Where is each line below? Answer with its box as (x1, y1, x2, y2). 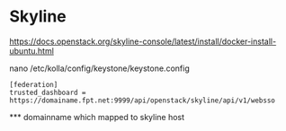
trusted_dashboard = (9, 88, 87, 97)
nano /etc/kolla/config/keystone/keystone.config (9, 63, 191, 74)
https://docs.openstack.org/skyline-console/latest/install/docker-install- (9, 36, 277, 47)
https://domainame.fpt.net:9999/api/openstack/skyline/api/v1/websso (9, 96, 276, 105)
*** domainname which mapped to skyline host (9, 111, 185, 122)
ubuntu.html (9, 45, 54, 56)
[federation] (9, 80, 58, 89)
